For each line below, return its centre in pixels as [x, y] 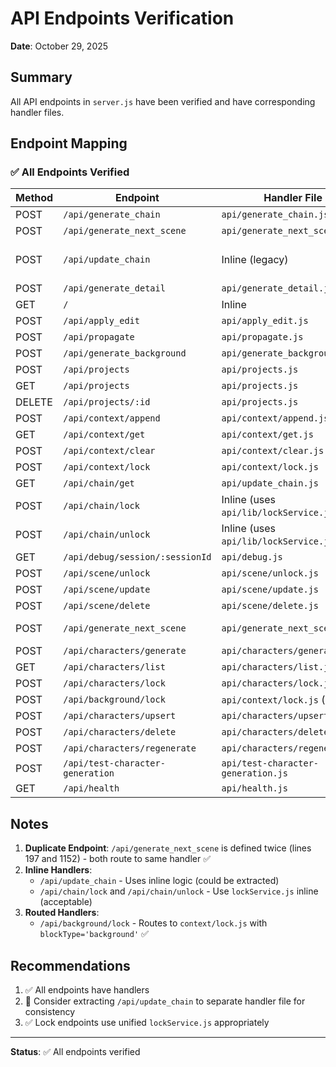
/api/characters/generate [125, 651]
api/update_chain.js [270, 483]
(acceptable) [66, 902]
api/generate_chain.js [275, 215]
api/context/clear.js [273, 451]
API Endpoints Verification [122, 18]
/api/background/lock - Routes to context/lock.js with [153, 923]
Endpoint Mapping [69, 143]
